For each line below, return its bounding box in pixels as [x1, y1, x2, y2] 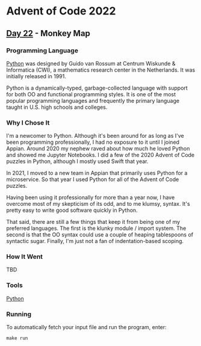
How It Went [6, 253, 43, 261]
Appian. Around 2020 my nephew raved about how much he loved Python [6, 145, 190, 152]
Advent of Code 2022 [6, 4, 116, 18]
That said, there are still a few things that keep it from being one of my [6, 218, 181, 226]
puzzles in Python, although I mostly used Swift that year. [6, 158, 149, 165]
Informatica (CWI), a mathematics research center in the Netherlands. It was [6, 66, 196, 73]
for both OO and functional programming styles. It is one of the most [6, 90, 176, 97]
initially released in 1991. [6, 72, 66, 79]
